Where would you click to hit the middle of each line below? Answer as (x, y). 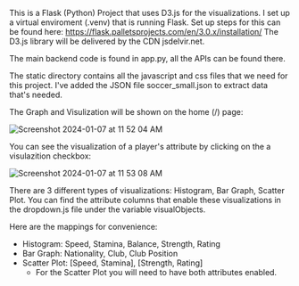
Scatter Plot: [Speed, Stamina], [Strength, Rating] (112, 263)
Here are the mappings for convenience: (83, 227)
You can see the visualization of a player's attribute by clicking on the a (140, 147)
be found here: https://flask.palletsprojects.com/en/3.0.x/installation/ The (144, 32)
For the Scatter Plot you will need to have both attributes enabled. (156, 272)
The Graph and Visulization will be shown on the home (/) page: (126, 112)
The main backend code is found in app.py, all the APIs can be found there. (147, 58)
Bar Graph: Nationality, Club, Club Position (100, 253)
